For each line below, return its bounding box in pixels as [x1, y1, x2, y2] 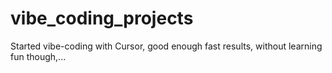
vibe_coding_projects [10, 7, 194, 30]
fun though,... [10, 50, 67, 62]
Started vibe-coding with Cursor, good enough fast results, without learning [10, 40, 323, 52]
